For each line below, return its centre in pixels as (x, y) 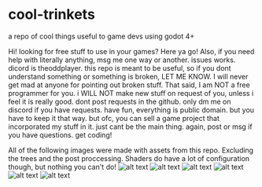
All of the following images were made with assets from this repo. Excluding (131, 150)
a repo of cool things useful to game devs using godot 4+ (101, 36)
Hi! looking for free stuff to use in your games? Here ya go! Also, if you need (131, 51)
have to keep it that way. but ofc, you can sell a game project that (114, 118)
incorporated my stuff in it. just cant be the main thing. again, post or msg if (131, 126)
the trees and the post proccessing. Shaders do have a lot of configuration (129, 158)
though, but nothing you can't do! (62, 167)
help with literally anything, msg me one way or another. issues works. (122, 60)
